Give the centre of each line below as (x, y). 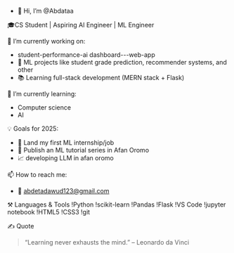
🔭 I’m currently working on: (46, 41)
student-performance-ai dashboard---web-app (86, 55)
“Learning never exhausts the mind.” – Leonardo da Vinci (107, 242)
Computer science (44, 108)
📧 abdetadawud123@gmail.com (63, 191)
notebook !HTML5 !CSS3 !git (48, 212)
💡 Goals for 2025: (33, 129)
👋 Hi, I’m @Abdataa (45, 11)
